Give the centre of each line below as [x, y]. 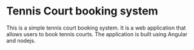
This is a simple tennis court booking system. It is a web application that [96, 28]
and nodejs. [21, 40]
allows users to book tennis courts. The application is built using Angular [97, 34]
